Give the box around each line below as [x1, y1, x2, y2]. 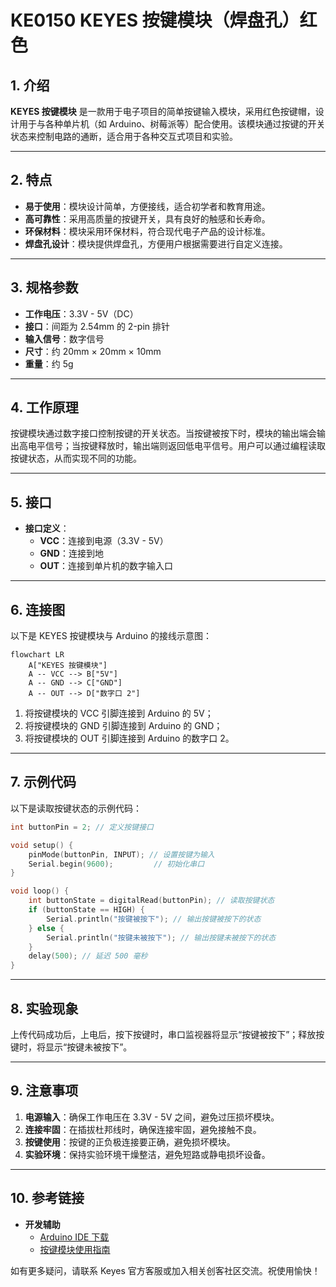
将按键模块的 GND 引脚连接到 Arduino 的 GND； [24, 720, 223, 732]
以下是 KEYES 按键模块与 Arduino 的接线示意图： [10, 630, 213, 642]
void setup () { [10, 840, 74, 850]
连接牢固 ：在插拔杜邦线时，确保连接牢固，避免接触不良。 [24, 1123, 262, 1135]
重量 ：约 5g [24, 357, 74, 370]
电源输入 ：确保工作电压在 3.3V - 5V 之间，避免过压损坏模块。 [24, 1111, 280, 1123]
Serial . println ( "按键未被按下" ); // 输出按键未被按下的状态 [46, 932, 277, 943]
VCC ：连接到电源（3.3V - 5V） [39, 535, 169, 547]
